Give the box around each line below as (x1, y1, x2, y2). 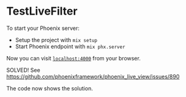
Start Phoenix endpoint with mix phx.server (15, 43, 125, 50)
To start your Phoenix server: (6, 24, 80, 32)
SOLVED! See (6, 66, 41, 74)
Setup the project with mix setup (15, 36, 98, 43)
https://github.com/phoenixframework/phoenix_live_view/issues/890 (6, 73, 180, 80)
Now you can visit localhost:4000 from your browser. (6, 54, 141, 62)
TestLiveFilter (6, 4, 78, 18)
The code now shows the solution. (6, 84, 93, 92)
